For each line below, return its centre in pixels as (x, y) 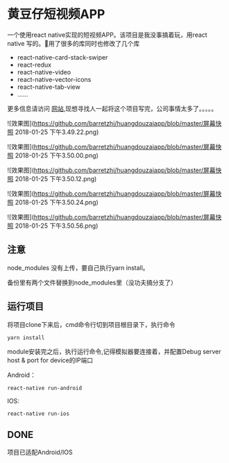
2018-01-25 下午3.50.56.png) (57, 226)
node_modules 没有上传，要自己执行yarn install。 (78, 267)
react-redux (34, 65)
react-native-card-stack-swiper (62, 57)
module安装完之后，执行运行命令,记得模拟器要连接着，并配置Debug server (114, 351)
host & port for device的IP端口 (50, 360)
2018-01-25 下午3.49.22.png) (57, 132)
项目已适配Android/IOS (40, 453)
